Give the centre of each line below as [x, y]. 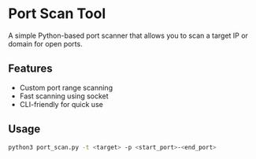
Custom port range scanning [66, 87]
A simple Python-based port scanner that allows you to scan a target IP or [128, 35]
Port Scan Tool [57, 14]
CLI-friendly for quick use [61, 104]
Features [30, 69]
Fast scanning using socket [64, 96]
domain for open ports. [45, 43]
